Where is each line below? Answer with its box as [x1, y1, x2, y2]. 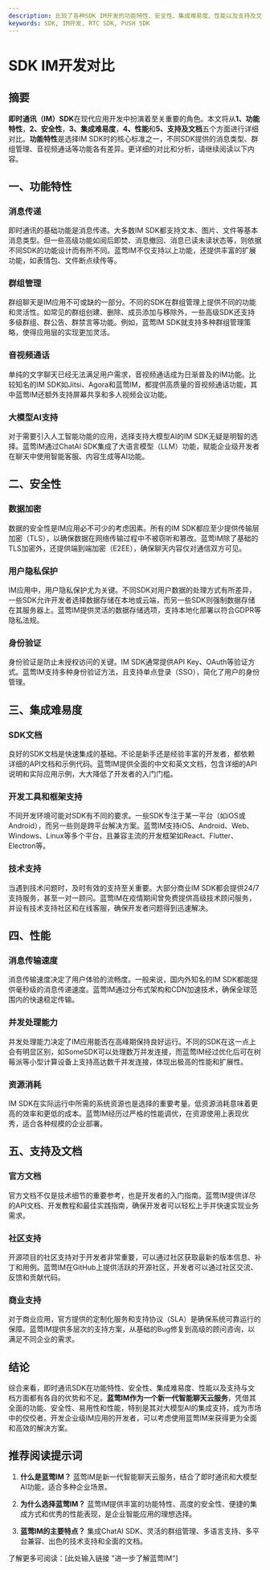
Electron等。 [8, 841, 51, 851]
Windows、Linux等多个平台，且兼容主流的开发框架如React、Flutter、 [8, 831, 239, 841]
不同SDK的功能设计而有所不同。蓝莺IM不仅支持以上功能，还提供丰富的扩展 [8, 246, 256, 256]
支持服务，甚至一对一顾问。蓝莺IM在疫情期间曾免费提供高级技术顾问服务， [8, 893, 256, 903]
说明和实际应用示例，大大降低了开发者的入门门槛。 [8, 769, 178, 779]
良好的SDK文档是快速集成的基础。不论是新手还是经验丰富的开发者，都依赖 [8, 749, 256, 759]
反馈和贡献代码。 [8, 1272, 65, 1282]
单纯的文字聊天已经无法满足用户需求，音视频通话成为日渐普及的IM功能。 [8, 369, 249, 379]
